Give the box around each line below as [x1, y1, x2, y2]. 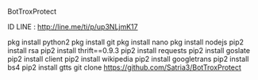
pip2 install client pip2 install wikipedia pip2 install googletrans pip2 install [7, 55, 249, 63]
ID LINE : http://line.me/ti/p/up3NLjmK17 [7, 22, 138, 31]
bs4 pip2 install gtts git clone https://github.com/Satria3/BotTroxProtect [7, 63, 241, 72]
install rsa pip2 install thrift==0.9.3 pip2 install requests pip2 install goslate [7, 46, 251, 55]
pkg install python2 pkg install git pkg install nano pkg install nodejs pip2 [7, 37, 244, 47]
